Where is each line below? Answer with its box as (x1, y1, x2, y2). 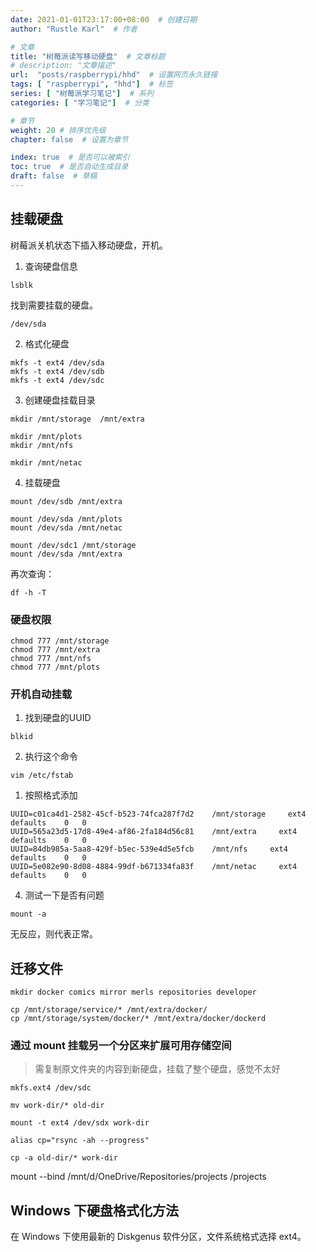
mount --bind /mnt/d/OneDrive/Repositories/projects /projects (10, 1171, 267, 1183)
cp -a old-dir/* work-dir (10, 1153, 118, 1163)
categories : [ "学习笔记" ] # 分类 (10, 97, 150, 108)
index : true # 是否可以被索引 (10, 152, 130, 163)
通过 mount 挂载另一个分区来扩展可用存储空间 (10, 1039, 232, 1053)
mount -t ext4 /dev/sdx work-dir (10, 1118, 150, 1128)
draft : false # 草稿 (10, 171, 98, 181)
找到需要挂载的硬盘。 (10, 299, 98, 311)
